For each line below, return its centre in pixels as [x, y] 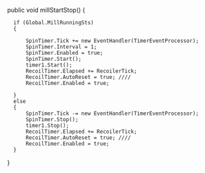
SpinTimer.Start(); [53, 59]
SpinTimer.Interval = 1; [61, 47]
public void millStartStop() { [46, 10]
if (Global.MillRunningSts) [54, 23]
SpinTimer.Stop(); [52, 120]
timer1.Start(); [49, 65]
